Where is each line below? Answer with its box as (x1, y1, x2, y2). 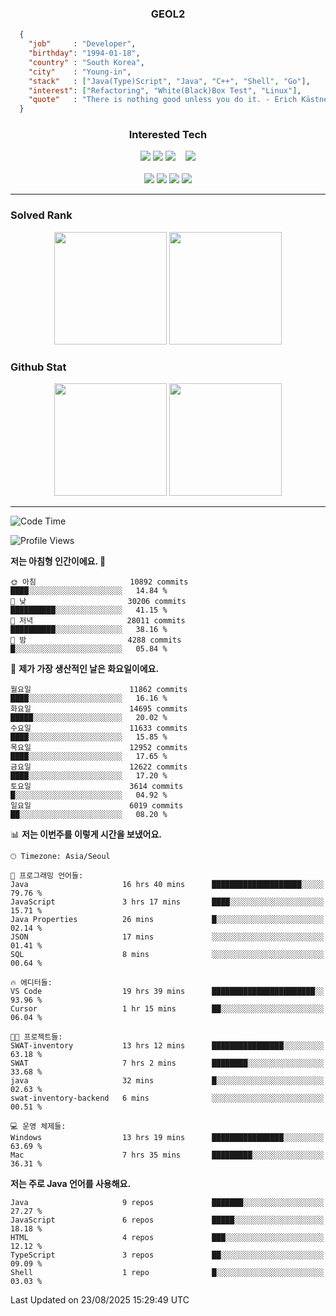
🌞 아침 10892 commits (10, 577, 189, 587)
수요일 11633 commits (10, 723, 188, 734)
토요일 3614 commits (10, 782, 184, 792)
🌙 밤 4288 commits (10, 635, 182, 646)
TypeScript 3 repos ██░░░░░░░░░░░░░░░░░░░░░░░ (10, 1250, 325, 1261)
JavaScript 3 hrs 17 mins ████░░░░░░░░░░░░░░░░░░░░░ (10, 897, 325, 907)
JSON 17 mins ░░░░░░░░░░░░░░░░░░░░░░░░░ (10, 932, 325, 942)
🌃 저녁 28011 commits (10, 616, 186, 626)
